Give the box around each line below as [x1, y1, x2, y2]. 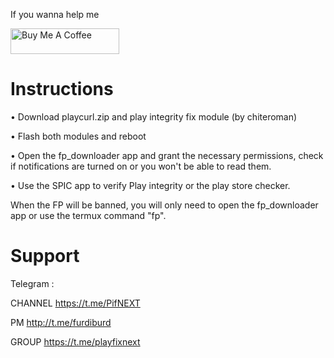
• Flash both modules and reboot [10, 130, 147, 142]
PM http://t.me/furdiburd [10, 316, 112, 328]
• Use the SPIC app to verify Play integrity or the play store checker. [10, 179, 291, 191]
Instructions [10, 78, 114, 101]
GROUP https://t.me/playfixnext [10, 335, 141, 348]
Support [10, 245, 80, 268]
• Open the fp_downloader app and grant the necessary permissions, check [10, 149, 324, 161]
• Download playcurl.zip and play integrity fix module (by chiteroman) [10, 110, 298, 123]
